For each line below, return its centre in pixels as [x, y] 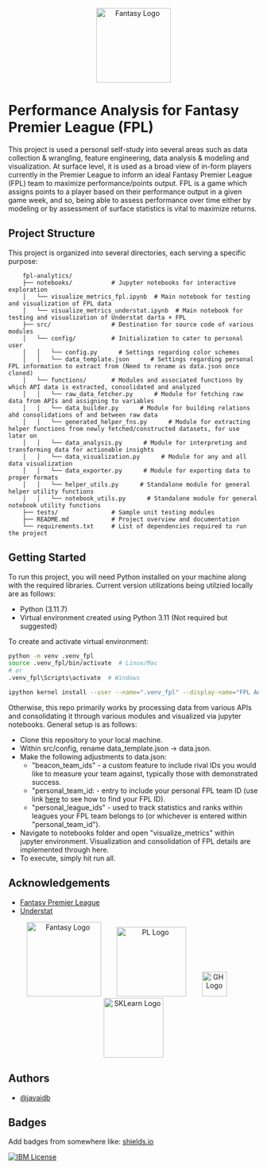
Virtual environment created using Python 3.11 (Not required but [124, 617]
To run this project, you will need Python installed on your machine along [127, 577]
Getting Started [47, 558]
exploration [28, 289]
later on [23, 436]
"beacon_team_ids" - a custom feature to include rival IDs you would [144, 765]
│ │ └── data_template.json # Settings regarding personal [138, 359]
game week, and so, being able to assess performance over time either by [130, 200]
